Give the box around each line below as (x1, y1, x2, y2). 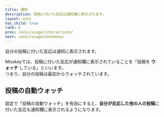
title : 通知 (5, 7, 28, 12)
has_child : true (5, 20, 38, 26)
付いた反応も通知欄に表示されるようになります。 (5, 106, 104, 112)
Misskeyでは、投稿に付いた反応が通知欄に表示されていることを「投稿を (5, 58, 150, 64)
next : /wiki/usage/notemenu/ (5, 35, 65, 39)
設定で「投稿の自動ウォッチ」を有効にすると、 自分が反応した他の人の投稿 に (5, 100, 160, 106)
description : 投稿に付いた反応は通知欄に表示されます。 (5, 12, 106, 17)
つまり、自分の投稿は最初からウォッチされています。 (5, 71, 112, 77)
